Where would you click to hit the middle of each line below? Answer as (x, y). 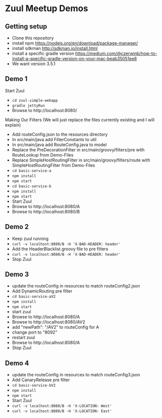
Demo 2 (17, 227)
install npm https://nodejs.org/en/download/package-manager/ (75, 43)
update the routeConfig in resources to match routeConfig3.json (76, 375)
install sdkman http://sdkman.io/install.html (55, 48)
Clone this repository (33, 38)
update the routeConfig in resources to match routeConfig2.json (76, 286)
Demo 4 (17, 363)
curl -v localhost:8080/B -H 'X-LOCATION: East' (62, 411)
